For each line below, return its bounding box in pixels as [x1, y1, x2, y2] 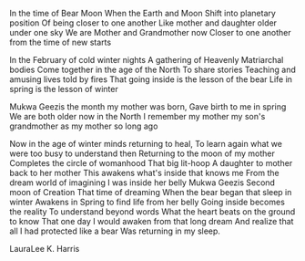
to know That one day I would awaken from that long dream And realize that [9, 216, 294, 226]
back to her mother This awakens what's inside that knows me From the [9, 168, 280, 178]
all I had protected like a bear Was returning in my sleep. [9, 225, 221, 236]
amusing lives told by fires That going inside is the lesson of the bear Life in [9, 74, 293, 85]
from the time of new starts [9, 37, 112, 47]
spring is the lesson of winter [9, 84, 118, 94]
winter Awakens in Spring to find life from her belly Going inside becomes [9, 196, 285, 207]
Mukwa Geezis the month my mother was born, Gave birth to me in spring [9, 101, 287, 112]
